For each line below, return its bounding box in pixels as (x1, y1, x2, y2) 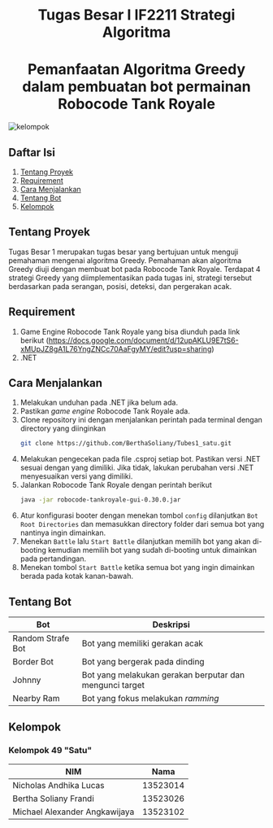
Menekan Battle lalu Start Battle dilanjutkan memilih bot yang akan (19, 537, 251, 546)
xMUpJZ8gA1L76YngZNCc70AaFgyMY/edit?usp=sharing (19, 344, 212, 353)
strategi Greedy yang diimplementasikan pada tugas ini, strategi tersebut (8, 273, 252, 283)
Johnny (12, 674, 41, 686)
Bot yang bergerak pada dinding (81, 655, 205, 667)
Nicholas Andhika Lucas (12, 779, 105, 791)
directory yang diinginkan (19, 423, 106, 433)
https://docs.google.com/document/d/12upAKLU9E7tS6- (48, 335, 239, 345)
